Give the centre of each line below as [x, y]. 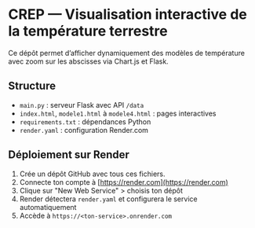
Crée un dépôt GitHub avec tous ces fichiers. [93, 174]
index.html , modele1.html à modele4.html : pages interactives [118, 113]
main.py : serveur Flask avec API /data [82, 105]
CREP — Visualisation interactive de [127, 15]
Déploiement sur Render [69, 155]
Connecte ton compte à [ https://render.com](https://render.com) [124, 182]
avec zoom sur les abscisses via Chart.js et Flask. [88, 61]
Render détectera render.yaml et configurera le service [108, 199]
